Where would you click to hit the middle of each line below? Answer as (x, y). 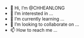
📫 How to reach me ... (34, 30)
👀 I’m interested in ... (32, 13)
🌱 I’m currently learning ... (37, 19)
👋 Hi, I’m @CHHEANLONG (37, 8)
